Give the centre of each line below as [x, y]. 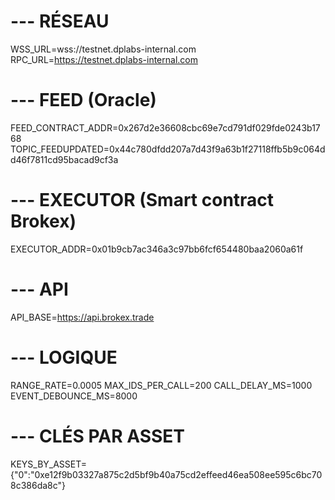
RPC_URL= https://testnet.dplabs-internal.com [104, 59]
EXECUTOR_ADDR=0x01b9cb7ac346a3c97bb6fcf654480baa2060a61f [157, 249]
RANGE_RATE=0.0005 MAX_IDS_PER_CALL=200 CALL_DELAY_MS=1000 [161, 385]
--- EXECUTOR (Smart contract [142, 200]
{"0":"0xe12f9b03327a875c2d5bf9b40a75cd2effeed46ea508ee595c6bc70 [166, 474]
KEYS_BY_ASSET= [49, 464]
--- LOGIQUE [64, 357]
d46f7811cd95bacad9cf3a [64, 159]
